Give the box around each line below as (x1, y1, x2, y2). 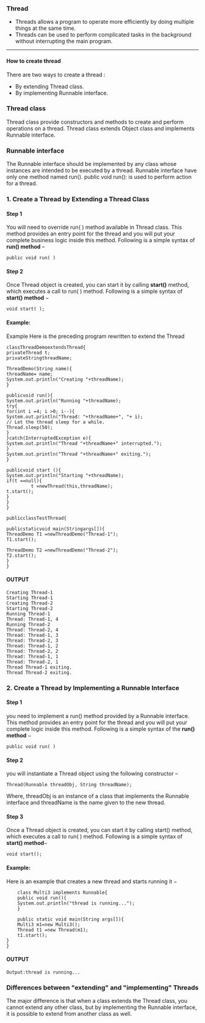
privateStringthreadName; (6, 355, 72, 361)
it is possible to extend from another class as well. (6, 1010, 132, 1018)
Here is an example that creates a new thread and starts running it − (6, 877, 178, 885)
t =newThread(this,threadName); (31, 483, 113, 489)
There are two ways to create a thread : (6, 71, 106, 78)
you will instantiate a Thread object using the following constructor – (6, 770, 178, 777)
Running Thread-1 (6, 611, 51, 617)
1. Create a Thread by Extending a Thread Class (6, 195, 149, 204)
